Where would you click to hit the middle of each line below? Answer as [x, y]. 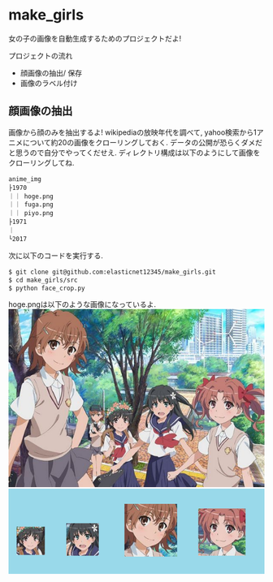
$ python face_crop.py [47, 288]
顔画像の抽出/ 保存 [51, 73]
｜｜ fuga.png [31, 205]
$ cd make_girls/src [43, 280]
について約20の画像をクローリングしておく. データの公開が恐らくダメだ [142, 142]
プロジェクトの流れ [41, 55]
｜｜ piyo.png [31, 213]
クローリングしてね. [41, 162]
